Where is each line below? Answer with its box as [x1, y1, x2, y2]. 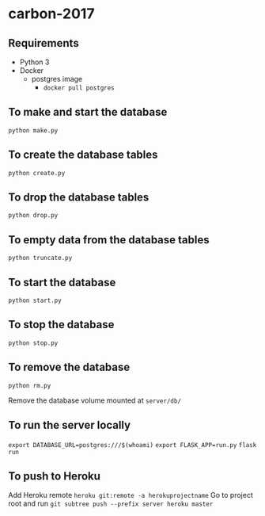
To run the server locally [8, 419, 131, 432]
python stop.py [8, 338, 59, 347]
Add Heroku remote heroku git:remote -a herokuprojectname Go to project [8, 491, 253, 500]
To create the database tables [8, 148, 158, 162]
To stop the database [8, 318, 115, 331]
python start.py [8, 296, 62, 305]
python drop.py [8, 212, 59, 220]
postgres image [31, 75, 83, 83]
